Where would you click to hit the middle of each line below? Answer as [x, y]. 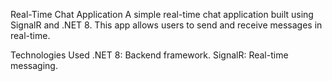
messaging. [34, 65]
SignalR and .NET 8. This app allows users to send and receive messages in [166, 25]
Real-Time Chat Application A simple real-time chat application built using [162, 14]
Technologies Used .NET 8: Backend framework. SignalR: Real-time [149, 55]
